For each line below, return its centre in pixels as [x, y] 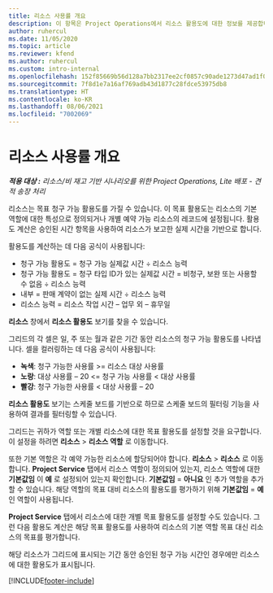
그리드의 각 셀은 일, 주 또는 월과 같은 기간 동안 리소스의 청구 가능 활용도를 [124, 338]
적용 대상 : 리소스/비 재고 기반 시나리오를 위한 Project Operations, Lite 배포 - [130, 181]
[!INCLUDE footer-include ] [52, 580]
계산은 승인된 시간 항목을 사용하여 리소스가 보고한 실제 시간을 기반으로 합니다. [139, 229]
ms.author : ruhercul [43, 62]
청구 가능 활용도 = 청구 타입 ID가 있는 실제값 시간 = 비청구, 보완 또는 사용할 [139, 273]
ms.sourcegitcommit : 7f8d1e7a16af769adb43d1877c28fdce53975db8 [118, 84]
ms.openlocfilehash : [43, 76]
